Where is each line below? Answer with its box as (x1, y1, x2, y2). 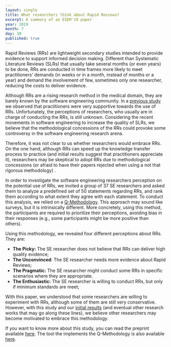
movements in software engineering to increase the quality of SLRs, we (5, 119, 155, 126)
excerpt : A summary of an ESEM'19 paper (5, 17, 93, 22)
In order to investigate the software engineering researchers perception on (5, 177, 162, 183)
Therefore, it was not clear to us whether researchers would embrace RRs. (5, 140, 162, 146)
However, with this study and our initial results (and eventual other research (5, 304, 164, 310)
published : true (5, 36, 40, 41)
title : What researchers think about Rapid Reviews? (5, 12, 120, 17)
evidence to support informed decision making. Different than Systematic (5, 55, 159, 61)
